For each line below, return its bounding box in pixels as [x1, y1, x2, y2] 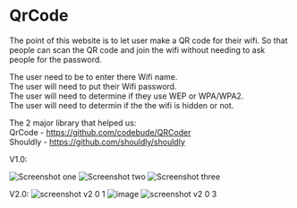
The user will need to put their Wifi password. [9, 81, 177, 91]
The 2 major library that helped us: [9, 117, 137, 128]
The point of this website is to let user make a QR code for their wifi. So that [9, 35, 288, 46]
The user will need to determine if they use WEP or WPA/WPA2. [9, 91, 244, 101]
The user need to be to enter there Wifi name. [9, 71, 178, 82]
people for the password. [9, 54, 103, 65]
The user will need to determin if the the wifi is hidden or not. [9, 100, 234, 110]
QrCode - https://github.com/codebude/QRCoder [9, 126, 191, 137]
